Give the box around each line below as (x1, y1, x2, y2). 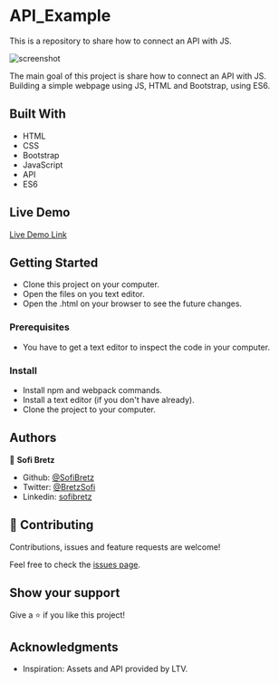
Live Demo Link (9, 228, 68, 240)
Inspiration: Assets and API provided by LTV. (22, 663, 188, 675)
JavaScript (22, 159, 63, 170)
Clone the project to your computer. (22, 404, 157, 415)
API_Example (9, 5, 111, 26)
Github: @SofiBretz (22, 472, 95, 483)
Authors (9, 430, 57, 446)
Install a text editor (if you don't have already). (22, 394, 195, 405)
